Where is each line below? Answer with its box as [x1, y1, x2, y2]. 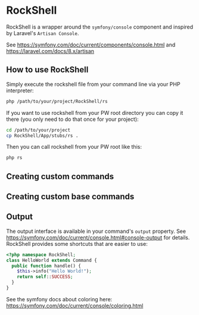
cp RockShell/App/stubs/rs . [6, 132, 79, 139]
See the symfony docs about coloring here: [6, 295, 113, 302]
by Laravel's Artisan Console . [6, 29, 79, 36]
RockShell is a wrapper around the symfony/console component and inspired [6, 23, 194, 30]
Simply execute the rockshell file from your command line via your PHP [6, 80, 181, 88]
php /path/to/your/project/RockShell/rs [6, 98, 108, 104]
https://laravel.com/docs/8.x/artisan [6, 47, 94, 54]
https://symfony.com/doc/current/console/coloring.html [6, 302, 144, 309]
